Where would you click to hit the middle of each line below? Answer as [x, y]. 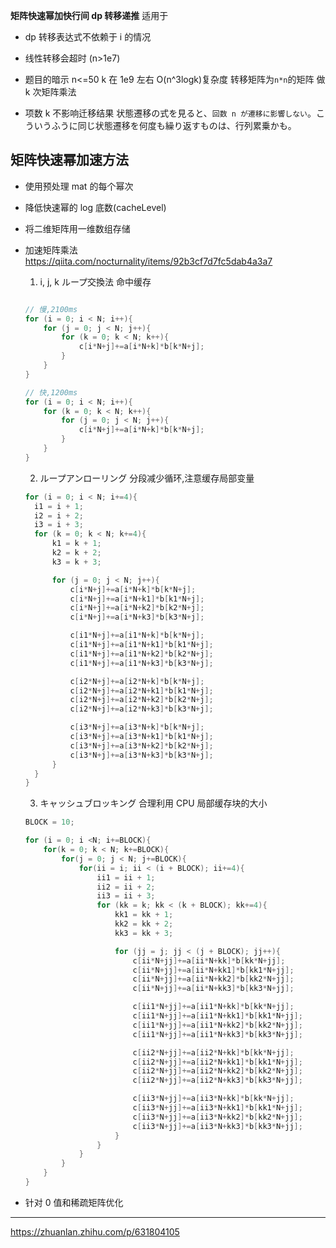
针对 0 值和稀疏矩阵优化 [74, 1202]
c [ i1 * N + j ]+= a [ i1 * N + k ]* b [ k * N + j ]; [137, 635]
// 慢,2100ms [51, 309]
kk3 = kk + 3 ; [144, 933]
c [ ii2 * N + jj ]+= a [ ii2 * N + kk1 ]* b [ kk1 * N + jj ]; [217, 1062]
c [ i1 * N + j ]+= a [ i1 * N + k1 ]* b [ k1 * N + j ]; [141, 645]
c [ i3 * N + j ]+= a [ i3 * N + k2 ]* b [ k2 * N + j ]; [141, 745]
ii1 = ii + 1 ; [126, 877]
